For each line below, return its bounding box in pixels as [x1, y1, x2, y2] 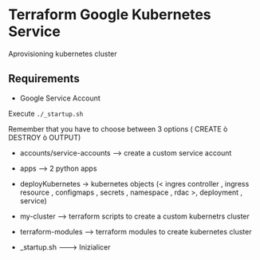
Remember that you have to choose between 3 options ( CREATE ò [8, 124, 228, 133]
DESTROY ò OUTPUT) [8, 132, 81, 142]
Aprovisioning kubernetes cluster [8, 49, 117, 58]
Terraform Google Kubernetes [8, 6, 211, 24]
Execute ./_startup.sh [8, 108, 84, 118]
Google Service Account [19, 93, 101, 103]
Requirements [8, 72, 80, 85]
